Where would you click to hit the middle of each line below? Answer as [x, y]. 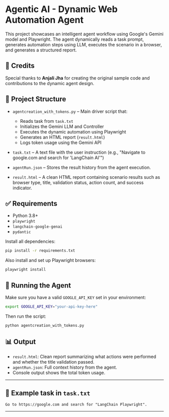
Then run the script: [26, 316]
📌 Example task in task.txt [48, 393]
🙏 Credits [20, 66]
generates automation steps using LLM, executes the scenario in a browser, [84, 44]
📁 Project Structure [36, 99]
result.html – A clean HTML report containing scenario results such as [86, 177]
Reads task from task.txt [47, 121]
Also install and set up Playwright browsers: [51, 260]
